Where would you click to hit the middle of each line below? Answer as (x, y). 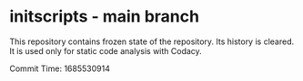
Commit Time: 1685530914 (60, 68)
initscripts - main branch (105, 17)
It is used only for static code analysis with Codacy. (106, 50)
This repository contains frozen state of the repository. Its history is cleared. (151, 41)
